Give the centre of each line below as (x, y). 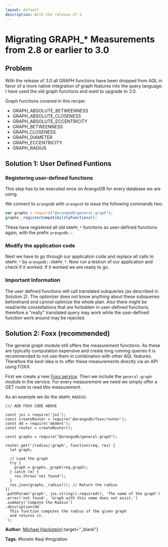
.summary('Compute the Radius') (39, 503)
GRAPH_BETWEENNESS (38, 126)
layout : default (22, 10)
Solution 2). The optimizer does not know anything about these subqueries (82, 296)
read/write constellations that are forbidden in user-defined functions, (77, 307)
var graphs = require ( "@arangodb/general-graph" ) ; (59, 213)
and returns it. (27, 516)
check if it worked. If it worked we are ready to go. (57, 267)
